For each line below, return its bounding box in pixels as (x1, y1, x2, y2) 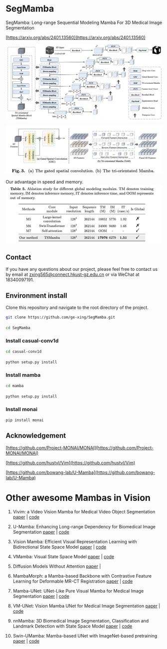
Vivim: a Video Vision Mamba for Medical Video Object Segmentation (12, 508, 156, 514)
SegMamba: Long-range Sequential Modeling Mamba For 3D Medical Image (5, 19, 163, 25)
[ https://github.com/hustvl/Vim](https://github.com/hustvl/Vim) (5, 459, 136, 465)
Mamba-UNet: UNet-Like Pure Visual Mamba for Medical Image (12, 588, 144, 594)
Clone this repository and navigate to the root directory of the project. (5, 305, 149, 311)
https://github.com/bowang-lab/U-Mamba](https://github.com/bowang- (7, 469, 155, 475)
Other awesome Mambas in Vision (5, 492, 151, 503)
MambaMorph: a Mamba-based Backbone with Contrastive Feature (12, 573, 152, 579)
